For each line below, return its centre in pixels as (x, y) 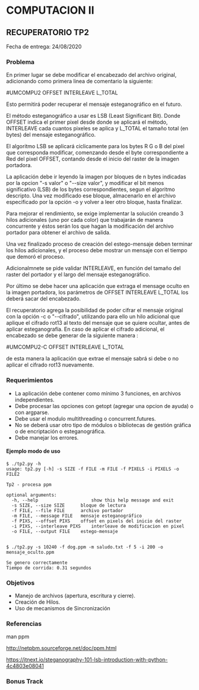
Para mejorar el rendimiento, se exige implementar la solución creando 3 (95, 214)
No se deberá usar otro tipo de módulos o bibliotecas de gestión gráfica (103, 425)
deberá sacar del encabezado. (44, 299)
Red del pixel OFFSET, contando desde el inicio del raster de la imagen (93, 159)
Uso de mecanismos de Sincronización (63, 609)
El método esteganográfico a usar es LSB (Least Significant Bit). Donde (93, 116)
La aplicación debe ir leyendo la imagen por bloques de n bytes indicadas (96, 177)
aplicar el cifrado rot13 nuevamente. (50, 365)
